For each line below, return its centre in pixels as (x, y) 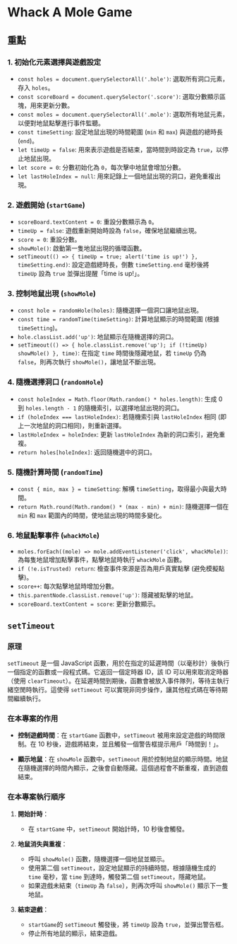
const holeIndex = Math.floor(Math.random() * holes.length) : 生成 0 (120, 399)
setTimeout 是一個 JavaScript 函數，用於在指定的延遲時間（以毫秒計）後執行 (119, 663)
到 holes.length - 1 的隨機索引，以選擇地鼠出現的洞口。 (100, 408)
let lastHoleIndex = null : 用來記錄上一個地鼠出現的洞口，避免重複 (116, 176)
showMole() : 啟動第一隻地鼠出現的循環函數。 (81, 248)
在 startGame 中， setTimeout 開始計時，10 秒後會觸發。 (108, 829)
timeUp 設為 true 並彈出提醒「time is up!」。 (80, 274)
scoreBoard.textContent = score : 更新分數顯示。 (89, 604)
